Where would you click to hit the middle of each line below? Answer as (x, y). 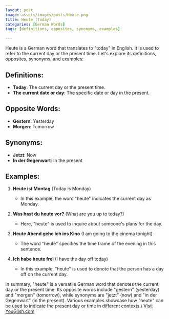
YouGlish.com (20, 311)
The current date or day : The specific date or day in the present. (81, 93)
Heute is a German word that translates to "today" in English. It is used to (82, 48)
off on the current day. (44, 275)
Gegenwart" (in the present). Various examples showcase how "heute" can (84, 301)
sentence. (31, 249)
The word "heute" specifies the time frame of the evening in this (88, 244)
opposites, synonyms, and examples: (44, 59)
